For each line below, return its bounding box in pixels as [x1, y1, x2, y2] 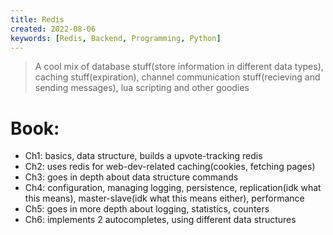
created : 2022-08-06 [10, 24, 97, 34]
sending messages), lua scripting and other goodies [34, 82, 250, 94]
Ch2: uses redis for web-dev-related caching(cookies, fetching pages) [24, 161, 316, 173]
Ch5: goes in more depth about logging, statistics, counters [24, 203, 270, 215]
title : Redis [10, 14, 65, 25]
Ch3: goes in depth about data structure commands [24, 171, 239, 183]
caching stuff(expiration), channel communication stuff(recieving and [34, 71, 321, 83]
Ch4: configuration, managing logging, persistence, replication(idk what [24, 182, 322, 194]
